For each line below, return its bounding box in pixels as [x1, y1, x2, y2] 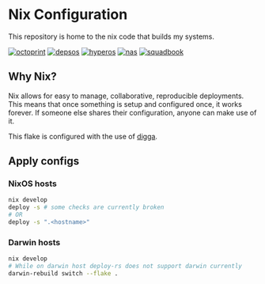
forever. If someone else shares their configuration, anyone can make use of [8, 108, 257, 117]
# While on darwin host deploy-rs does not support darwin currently [8, 263, 243, 271]
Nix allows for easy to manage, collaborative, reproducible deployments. [8, 91, 244, 100]
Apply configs [8, 154, 80, 168]
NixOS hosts [8, 178, 57, 189]
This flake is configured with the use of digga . [8, 131, 158, 141]
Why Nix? [8, 70, 57, 84]
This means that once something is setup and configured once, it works [8, 99, 243, 108]
